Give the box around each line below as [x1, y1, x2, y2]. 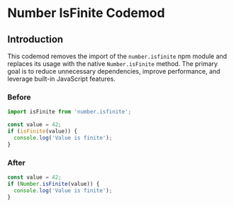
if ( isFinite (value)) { [7, 128, 78, 135]
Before [7, 92, 31, 102]
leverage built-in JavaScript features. [7, 74, 116, 83]
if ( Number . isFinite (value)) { [7, 180, 100, 187]
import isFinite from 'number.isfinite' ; [7, 108, 132, 116]
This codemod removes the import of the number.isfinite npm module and [7, 52, 228, 60]
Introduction [7, 33, 64, 45]
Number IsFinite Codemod [7, 5, 165, 21]
